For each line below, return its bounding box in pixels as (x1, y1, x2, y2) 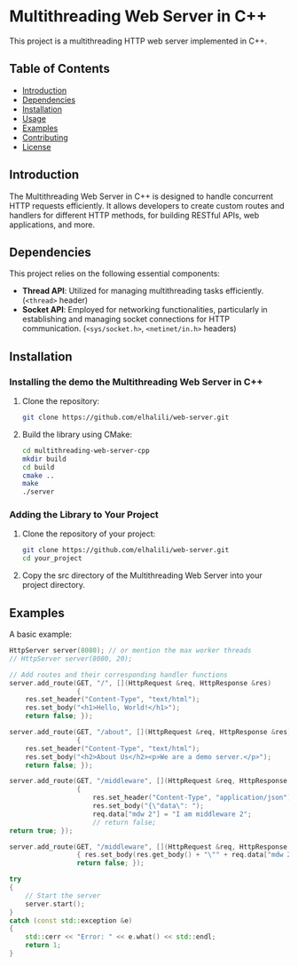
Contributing (21, 131, 68, 143)
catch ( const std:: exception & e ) (9, 916, 133, 925)
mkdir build (21, 455, 67, 463)
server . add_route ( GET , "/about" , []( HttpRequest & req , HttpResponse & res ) (9, 728, 292, 737)
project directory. (21, 580, 86, 590)
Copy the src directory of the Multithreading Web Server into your (21, 570, 263, 581)
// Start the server (25, 891, 101, 900)
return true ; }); (9, 826, 74, 835)
